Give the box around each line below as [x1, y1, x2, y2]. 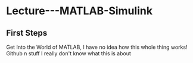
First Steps [6, 28, 48, 38]
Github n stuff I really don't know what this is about [6, 50, 131, 57]
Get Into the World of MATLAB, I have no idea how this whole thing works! [6, 43, 188, 51]
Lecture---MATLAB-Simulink [6, 4, 153, 18]
